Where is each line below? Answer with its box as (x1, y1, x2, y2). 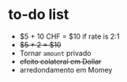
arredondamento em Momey (19, 65, 113, 74)
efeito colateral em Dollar (19, 57, 102, 66)
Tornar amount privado (19, 48, 92, 58)
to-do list (8, 6, 69, 24)
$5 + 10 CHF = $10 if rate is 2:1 (19, 32, 120, 41)
